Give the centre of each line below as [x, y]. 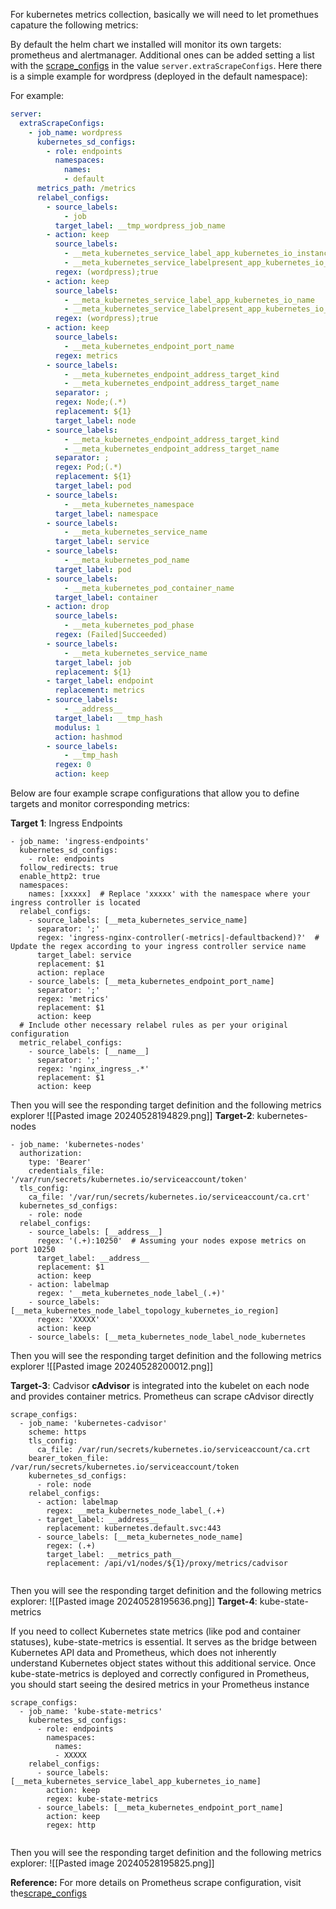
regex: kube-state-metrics [102, 1799]
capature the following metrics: [74, 25]
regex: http [71, 1825]
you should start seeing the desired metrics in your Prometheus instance [160, 1684]
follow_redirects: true [68, 868]
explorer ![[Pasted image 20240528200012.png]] [112, 1366]
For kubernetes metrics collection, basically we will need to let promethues [164, 14]
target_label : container [106, 597]
